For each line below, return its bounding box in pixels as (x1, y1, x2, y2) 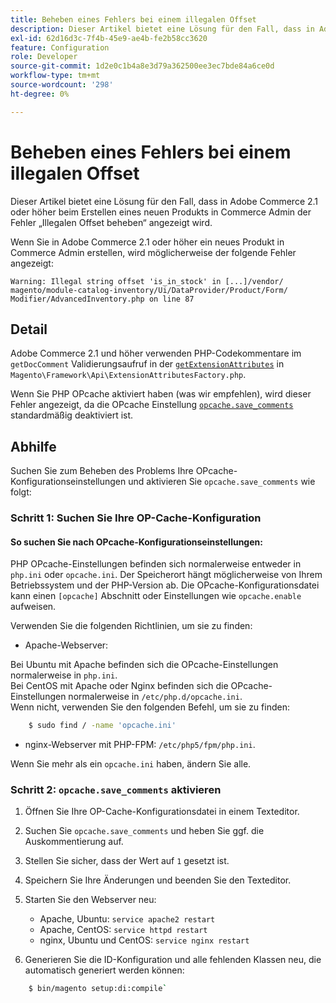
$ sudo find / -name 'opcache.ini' (28, 721, 177, 731)
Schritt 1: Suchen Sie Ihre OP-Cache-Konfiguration (10, 511, 262, 525)
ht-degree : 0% (10, 89, 70, 99)
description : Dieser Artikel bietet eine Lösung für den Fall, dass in (10, 24, 315, 34)
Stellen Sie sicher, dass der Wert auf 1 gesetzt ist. (24, 855, 230, 867)
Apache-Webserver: (24, 639, 109, 651)
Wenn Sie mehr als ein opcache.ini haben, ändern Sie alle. (10, 758, 252, 770)
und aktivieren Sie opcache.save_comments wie (128, 476, 316, 488)
